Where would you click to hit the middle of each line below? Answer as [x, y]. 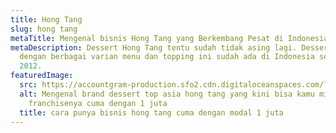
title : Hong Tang [46, 19]
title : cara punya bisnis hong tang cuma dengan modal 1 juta [151, 112]
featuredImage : [42, 76]
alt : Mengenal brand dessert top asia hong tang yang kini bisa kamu [167, 94]
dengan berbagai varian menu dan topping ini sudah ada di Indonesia [167, 57]
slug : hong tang [44, 29]
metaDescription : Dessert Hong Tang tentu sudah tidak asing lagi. [154, 47]
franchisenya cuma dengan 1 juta [98, 103]
